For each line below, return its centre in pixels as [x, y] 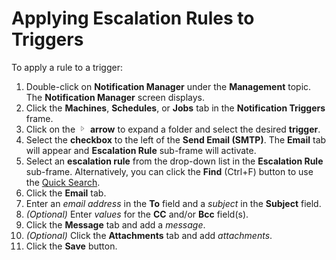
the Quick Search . [63, 182]
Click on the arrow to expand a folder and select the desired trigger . [173, 129]
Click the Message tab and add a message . [115, 224]
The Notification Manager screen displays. [115, 97]
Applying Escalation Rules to [133, 18]
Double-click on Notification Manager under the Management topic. [168, 86]
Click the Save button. [71, 246]
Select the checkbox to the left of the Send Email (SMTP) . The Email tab [176, 139]
